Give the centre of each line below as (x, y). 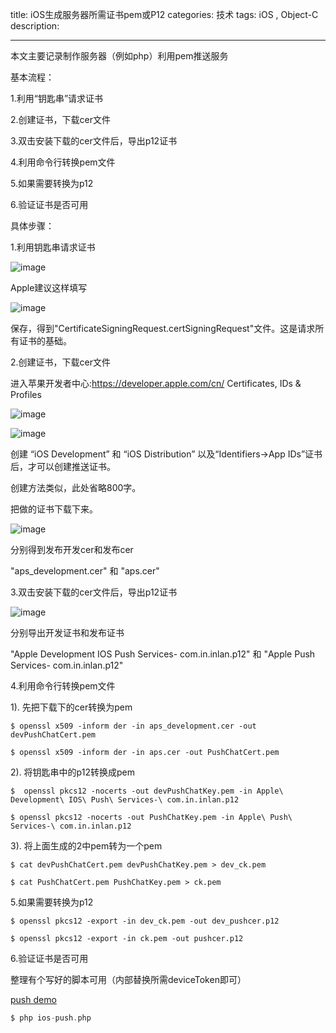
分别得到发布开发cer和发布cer (72, 549)
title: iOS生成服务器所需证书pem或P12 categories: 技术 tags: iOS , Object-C (164, 14)
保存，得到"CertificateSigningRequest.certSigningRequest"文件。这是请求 (163, 328)
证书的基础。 (45, 341)
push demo (33, 999)
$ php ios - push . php (51, 1018)
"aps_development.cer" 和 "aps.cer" (85, 571)
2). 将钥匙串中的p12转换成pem (72, 772)
